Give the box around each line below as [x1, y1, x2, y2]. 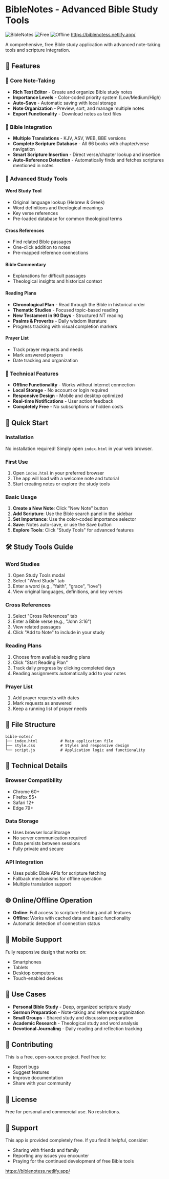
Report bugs [12, 1064, 39, 1070]
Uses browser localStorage [12, 829, 70, 835]
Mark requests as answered [12, 700, 72, 706]
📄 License [5, 1095, 37, 1104]
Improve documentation [12, 1075, 64, 1081]
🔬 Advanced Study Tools [5, 175, 68, 182]
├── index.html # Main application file [5, 738, 114, 743]
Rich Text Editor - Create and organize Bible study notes [12, 89, 133, 95]
